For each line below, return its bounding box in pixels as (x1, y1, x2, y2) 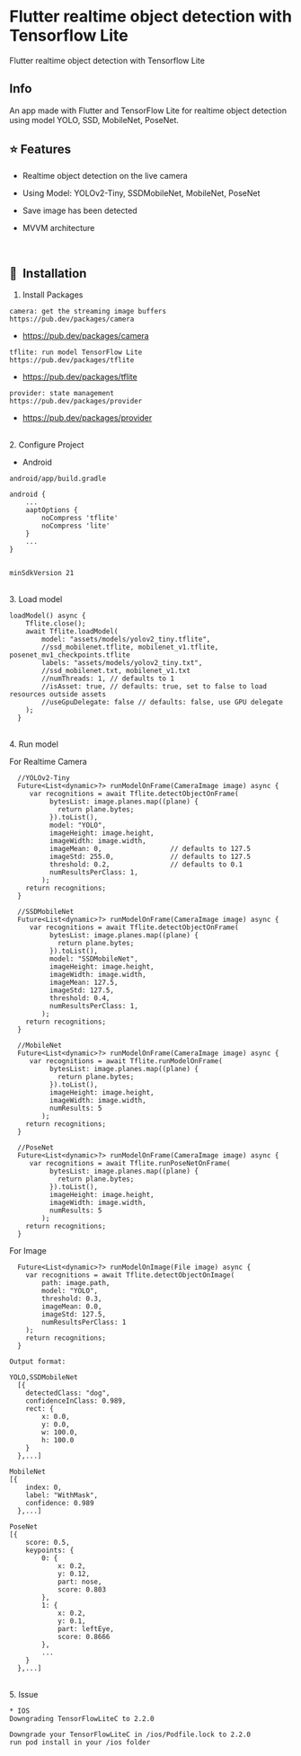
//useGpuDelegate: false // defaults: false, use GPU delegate (41, 698, 283, 707)
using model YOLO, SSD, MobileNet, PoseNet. (9, 114, 180, 125)
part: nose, (57, 1577, 102, 1587)
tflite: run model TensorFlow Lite (9, 348, 143, 357)
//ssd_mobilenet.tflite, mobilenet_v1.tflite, (41, 643, 219, 652)
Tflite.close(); (25, 619, 87, 628)
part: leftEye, (57, 1625, 115, 1634)
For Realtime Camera (9, 757, 87, 767)
